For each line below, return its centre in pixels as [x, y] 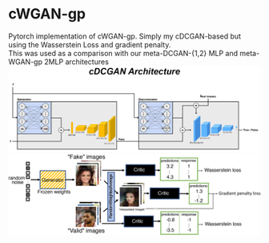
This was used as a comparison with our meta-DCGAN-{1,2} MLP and [123, 53]
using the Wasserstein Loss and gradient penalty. [90, 44]
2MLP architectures [76, 62]
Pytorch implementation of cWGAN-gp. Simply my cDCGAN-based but [125, 36]
